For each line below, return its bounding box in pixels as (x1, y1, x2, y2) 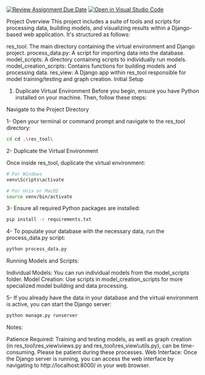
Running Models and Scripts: (6, 257, 80, 264)
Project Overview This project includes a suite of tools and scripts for (6, 18, 181, 25)
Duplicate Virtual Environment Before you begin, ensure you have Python (15, 87, 199, 95)
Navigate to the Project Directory (6, 106, 89, 113)
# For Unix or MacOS (6, 187, 59, 194)
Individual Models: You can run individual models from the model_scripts (6, 269, 190, 277)
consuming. (6, 349, 36, 356)
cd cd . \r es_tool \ (6, 136, 53, 142)
